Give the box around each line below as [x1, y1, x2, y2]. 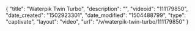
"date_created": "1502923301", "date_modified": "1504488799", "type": [6, 12, 186, 19]
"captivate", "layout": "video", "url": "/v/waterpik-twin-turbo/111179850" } [6, 18, 189, 25]
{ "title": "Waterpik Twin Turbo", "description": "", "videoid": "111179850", [6, 5, 188, 12]
